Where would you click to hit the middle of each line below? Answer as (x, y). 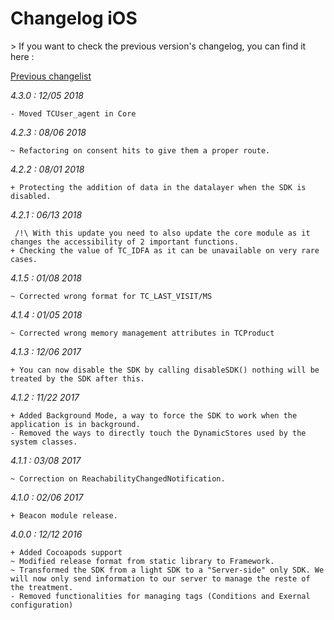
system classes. (44, 442)
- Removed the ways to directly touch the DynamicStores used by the (158, 433)
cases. (24, 259)
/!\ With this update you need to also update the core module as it (162, 233)
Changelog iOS (74, 18)
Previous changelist (51, 76)
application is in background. (75, 424)
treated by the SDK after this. (77, 378)
